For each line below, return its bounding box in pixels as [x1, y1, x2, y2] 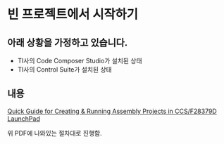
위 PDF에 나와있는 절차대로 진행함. [7, 129, 102, 137]
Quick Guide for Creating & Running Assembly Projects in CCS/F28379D [7, 107, 217, 115]
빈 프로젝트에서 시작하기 [7, 6, 139, 22]
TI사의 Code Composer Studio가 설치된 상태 [17, 57, 142, 65]
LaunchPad [7, 114, 40, 123]
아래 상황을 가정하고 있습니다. [7, 37, 128, 48]
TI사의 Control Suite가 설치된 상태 [17, 65, 112, 74]
